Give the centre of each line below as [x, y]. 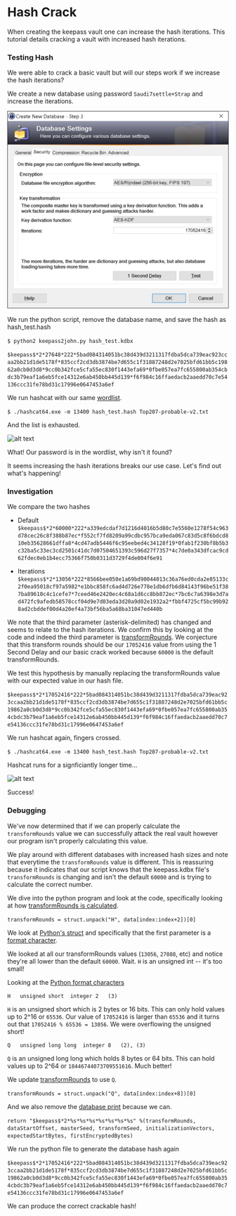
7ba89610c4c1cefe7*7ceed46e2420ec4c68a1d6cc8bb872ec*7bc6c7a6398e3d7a [123, 595]
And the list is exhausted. [44, 425]
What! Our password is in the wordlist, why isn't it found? [90, 452]
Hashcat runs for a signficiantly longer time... [72, 765]
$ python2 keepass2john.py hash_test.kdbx [70, 342]
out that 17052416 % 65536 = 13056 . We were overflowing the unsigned [109, 1024]
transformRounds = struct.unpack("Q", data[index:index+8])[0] [102, 1094]
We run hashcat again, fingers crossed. [64, 738]
